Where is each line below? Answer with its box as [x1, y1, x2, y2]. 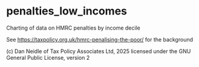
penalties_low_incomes [6, 4, 128, 18]
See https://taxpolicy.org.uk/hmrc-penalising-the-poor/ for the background [6, 36, 194, 43]
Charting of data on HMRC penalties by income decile [6, 24, 140, 31]
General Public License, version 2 [6, 54, 90, 61]
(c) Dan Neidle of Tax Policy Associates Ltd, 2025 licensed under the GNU [6, 47, 191, 55]
